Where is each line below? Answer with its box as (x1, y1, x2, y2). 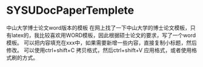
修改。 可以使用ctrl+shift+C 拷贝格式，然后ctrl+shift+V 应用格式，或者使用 (6, 46, 192, 54)
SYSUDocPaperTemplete (6, 4, 135, 17)
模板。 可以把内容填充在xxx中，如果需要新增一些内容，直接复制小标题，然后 (6, 39, 197, 46)
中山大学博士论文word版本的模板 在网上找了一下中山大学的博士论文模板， (6, 24, 191, 31)
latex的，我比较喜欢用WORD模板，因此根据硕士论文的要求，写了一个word (11, 31, 196, 39)
